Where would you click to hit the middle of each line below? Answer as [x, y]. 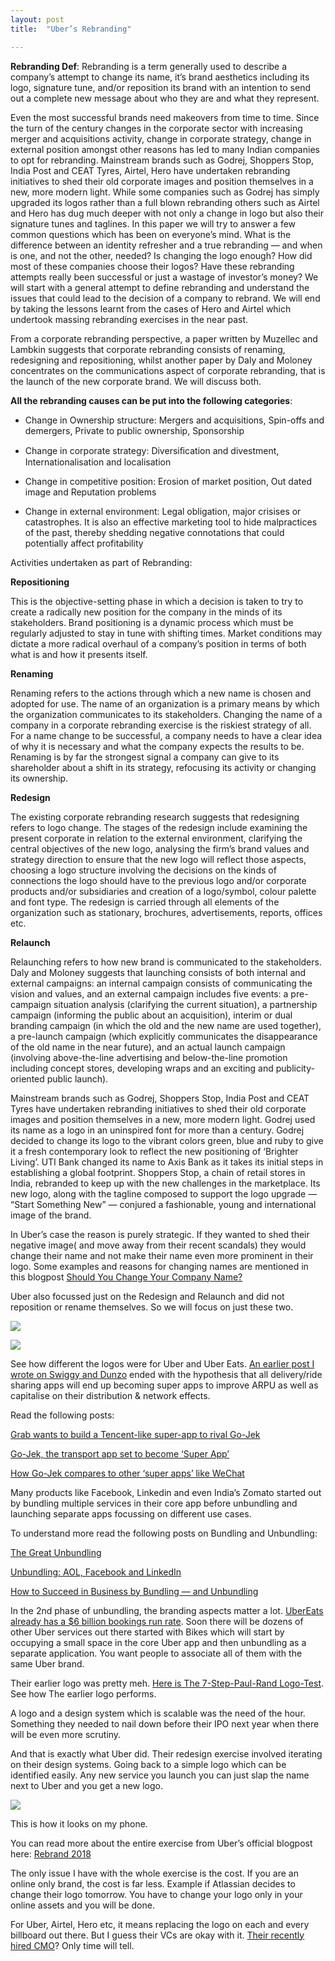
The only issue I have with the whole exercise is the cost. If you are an [154, 1873]
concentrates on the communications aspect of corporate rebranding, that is [168, 370]
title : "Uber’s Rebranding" [71, 29]
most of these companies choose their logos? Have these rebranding [152, 266]
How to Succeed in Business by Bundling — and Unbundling [134, 1591]
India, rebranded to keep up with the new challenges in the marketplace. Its [165, 1183]
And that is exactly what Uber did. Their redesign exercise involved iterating [166, 1753]
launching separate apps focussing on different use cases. [131, 1513]
